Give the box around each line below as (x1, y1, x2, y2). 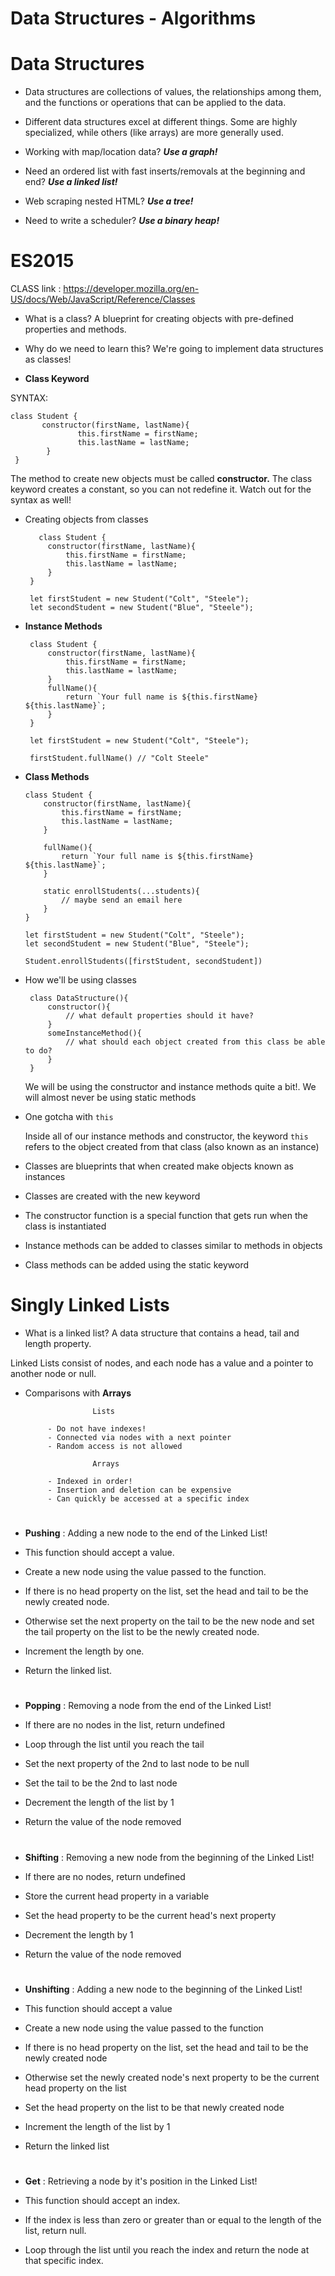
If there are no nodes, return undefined (24, 1870, 186, 1882)
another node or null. (10, 1368, 97, 1379)
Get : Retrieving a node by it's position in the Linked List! (24, 2175, 258, 2187)
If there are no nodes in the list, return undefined (24, 1719, 226, 1731)
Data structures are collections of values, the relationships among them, (24, 86, 322, 98)
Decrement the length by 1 (24, 1928, 134, 1941)
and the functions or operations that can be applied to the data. (24, 97, 287, 109)
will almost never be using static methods (24, 1092, 197, 1104)
